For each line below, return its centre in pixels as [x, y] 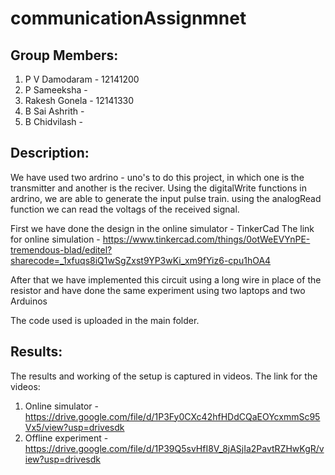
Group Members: [64, 55]
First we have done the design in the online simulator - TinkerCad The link [162, 228]
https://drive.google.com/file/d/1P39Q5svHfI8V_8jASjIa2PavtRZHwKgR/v [174, 448]
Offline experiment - [66, 438]
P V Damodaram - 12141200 [82, 79]
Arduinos [29, 301]
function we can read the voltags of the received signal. [125, 209]
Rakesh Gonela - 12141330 [79, 100]
